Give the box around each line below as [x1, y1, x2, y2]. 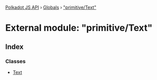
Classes [5, 58, 26, 65]
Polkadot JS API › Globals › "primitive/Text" [5, 5, 97, 10]
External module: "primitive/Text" [5, 22, 152, 34]
